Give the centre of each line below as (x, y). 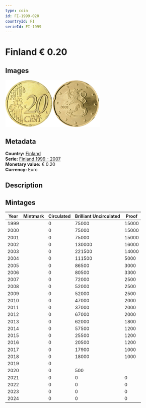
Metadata (21, 141)
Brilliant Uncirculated (97, 216)
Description (24, 186)
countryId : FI (20, 21)
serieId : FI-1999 (23, 27)
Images (17, 71)
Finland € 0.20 (36, 52)
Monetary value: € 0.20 (30, 164)
